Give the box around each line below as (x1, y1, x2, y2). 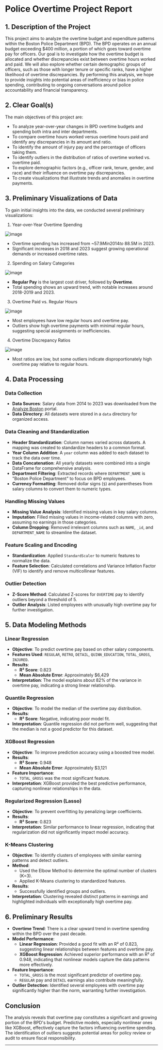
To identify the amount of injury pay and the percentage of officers (12, 144, 146, 150)
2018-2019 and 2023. (12, 289, 55, 295)
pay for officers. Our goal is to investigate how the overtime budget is (5, 51, 144, 57)
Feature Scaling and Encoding (5, 541, 77, 548)
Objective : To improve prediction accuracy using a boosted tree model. (12, 749, 155, 755)
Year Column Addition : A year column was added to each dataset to (12, 450, 149, 456)
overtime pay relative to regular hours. (12, 361, 89, 367)
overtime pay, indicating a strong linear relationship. (12, 683, 116, 689)
